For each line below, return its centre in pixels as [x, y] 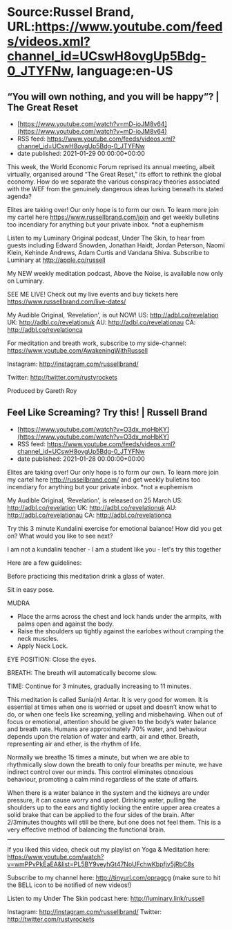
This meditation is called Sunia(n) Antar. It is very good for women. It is [108, 699]
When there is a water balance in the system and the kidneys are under [108, 792]
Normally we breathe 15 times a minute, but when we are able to [98, 757]
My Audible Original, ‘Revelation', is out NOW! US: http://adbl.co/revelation [113, 315]
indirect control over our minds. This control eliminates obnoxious [100, 772]
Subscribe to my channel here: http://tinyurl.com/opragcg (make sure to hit [114, 877]
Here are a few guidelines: [45, 563]
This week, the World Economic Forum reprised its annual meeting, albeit [111, 167]
